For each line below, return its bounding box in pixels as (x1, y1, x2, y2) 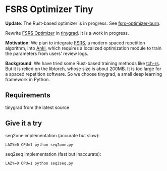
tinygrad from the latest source (5, 104, 70, 110)
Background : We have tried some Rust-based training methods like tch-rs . (5, 60, 160, 66)
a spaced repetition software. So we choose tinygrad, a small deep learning (5, 71, 162, 77)
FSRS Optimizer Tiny (5, 4, 93, 15)
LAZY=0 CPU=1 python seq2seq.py (5, 160, 73, 166)
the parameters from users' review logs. (5, 50, 89, 56)
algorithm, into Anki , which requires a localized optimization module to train (5, 45, 162, 51)
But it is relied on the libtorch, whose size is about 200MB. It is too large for (5, 66, 161, 72)
